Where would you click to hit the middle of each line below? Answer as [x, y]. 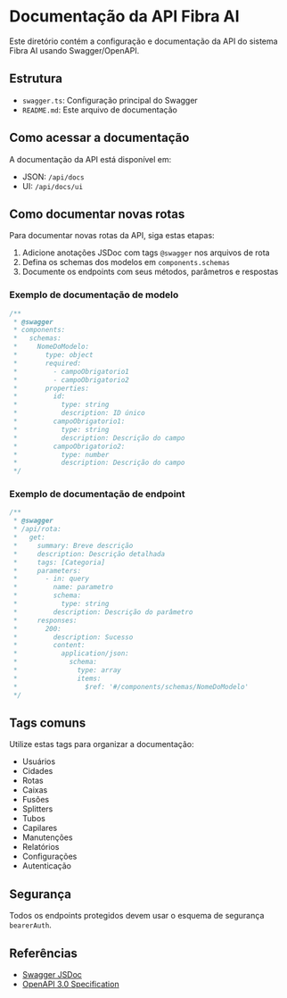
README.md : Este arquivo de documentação [100, 110]
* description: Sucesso [73, 637]
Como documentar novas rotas [97, 214]
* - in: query [51, 579]
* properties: [51, 388]
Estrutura [36, 79]
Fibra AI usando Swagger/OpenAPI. [74, 50]
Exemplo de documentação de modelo [94, 295]
